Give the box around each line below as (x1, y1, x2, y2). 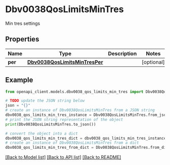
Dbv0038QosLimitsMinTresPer (27, 58, 103, 65)
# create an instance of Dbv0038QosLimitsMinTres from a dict (5, 140, 139, 145)
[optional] (141, 58, 165, 65)
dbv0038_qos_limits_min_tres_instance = (5, 112, 92, 117)
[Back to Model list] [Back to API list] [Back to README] (5, 154, 121, 160)
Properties (5, 35, 39, 44)
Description (108, 50, 137, 57)
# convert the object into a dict (5, 131, 78, 136)
